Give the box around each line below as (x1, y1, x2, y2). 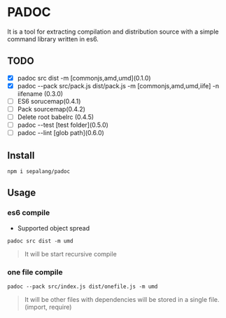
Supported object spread (17, 223, 90, 232)
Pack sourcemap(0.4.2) (17, 104, 86, 113)
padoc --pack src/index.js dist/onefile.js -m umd (7, 283, 158, 290)
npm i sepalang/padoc (7, 168, 71, 175)
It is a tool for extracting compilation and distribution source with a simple (7, 27, 219, 36)
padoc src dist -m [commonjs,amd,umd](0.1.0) (17, 74, 152, 82)
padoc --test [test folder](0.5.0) (17, 120, 108, 130)
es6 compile (7, 208, 50, 218)
